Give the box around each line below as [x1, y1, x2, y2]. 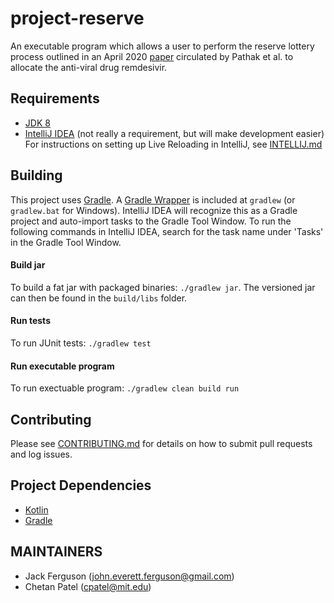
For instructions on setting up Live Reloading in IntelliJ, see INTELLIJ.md [24, 138, 323, 150]
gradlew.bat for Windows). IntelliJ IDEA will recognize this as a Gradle [10, 204, 298, 216]
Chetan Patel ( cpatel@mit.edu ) [24, 580, 152, 592]
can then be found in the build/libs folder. [10, 292, 188, 304]
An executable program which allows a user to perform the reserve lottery [10, 40, 315, 52]
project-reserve [10, 7, 145, 30]
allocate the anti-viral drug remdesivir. [10, 61, 168, 73]
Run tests [10, 315, 51, 327]
